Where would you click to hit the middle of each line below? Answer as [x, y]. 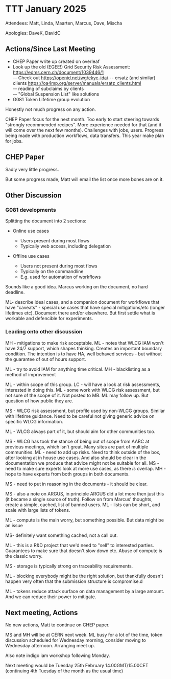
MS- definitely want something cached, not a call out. [62, 535]
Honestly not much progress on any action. [51, 109]
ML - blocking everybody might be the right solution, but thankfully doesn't [84, 576]
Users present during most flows [55, 241]
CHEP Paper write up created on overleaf [56, 61]
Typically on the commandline [52, 271]
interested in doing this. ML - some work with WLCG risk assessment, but [82, 390]
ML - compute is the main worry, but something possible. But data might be [85, 520]
